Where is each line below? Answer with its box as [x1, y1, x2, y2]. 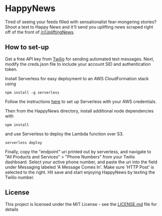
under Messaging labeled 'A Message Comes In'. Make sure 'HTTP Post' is [5, 164, 154, 170]
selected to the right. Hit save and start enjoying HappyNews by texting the [5, 169, 155, 175]
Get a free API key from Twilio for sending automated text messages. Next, [5, 56, 154, 62]
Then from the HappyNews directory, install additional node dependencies [5, 108, 154, 114]
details [5, 206, 18, 212]
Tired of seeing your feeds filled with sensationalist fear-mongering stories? [5, 19, 157, 25]
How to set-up [5, 43, 49, 51]
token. [5, 66, 18, 72]
